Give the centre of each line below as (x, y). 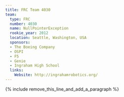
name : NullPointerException (39, 28)
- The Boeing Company (33, 47)
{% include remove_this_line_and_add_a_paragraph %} (62, 89)
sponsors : (20, 42)
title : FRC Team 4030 (28, 10)
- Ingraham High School (35, 65)
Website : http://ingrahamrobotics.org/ (56, 75)
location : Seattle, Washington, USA (48, 38)
